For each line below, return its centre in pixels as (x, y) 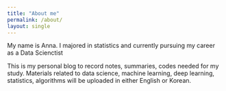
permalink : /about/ (35, 20)
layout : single (29, 26)
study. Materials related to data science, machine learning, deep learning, (111, 73)
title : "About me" (33, 13)
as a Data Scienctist (35, 53)
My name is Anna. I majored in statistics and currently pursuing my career (111, 46)
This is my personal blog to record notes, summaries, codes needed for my (113, 66)
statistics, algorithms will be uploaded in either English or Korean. (99, 81)
